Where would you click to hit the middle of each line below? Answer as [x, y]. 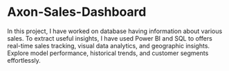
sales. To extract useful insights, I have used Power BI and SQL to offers [110, 38]
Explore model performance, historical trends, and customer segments [108, 53]
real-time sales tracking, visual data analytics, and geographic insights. [108, 45]
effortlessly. [24, 60]
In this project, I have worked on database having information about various [115, 31]
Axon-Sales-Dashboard [77, 12]
